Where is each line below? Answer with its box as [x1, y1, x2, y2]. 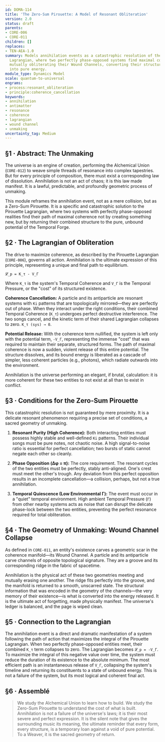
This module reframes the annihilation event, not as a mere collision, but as [5, 198, 157, 204]
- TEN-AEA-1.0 [5, 48, 34, 53]
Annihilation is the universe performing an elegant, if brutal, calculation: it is [5, 372, 158, 378]
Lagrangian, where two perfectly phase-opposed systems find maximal [9, 58, 155, 63]
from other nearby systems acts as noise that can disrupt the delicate [12, 501, 153, 507]
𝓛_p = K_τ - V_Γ [5, 272, 39, 277]
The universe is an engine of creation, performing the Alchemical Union [5, 162, 150, 168]
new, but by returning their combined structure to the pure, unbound [5, 219, 143, 225]
